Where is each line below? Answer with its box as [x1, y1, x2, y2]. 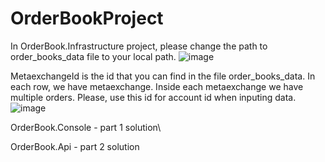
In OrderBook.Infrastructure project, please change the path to [10, 40, 268, 52]
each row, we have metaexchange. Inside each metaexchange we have [10, 80, 304, 92]
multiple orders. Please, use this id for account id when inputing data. [10, 91, 297, 103]
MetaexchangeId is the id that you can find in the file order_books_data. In [10, 70, 316, 82]
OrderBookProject [10, 7, 164, 30]
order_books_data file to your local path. [10, 50, 177, 62]
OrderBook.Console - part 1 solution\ [10, 121, 162, 133]
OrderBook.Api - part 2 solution [10, 140, 140, 152]
